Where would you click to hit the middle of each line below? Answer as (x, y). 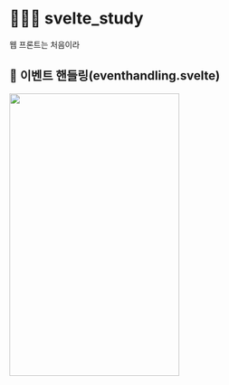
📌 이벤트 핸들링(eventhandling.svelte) (114, 76)
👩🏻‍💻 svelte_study (76, 19)
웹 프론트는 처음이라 (44, 44)
